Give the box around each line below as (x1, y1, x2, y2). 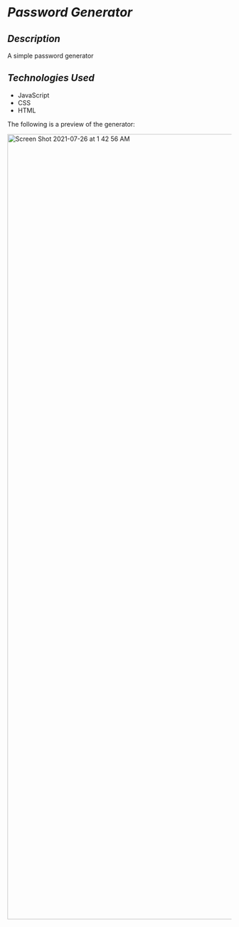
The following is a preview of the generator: (7, 120, 135, 128)
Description (7, 33, 60, 45)
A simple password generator (7, 51, 94, 60)
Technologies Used (7, 72, 95, 84)
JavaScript (17, 90, 50, 100)
